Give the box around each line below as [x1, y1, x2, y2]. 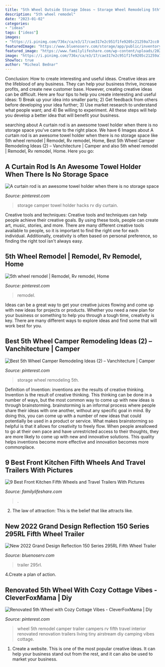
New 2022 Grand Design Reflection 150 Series [5, 522, 150, 530]
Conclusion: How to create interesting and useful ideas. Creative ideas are [5, 76, 156, 82]
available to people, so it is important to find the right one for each [5, 227, 139, 233]
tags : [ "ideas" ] [5, 30, 38, 35]
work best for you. [5, 322, 43, 328]
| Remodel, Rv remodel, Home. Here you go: [5, 148, 94, 154]
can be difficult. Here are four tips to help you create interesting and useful [5, 92, 156, 98]
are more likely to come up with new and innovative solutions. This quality [5, 433, 155, 439]
